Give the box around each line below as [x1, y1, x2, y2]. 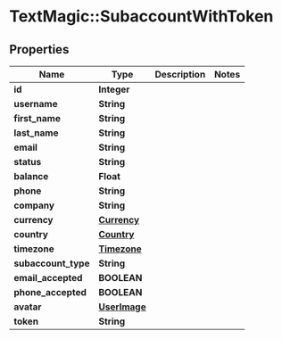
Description [154, 69, 206, 80]
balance [13, 170, 49, 182]
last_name [13, 127, 59, 139]
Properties [9, 42, 70, 57]
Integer [97, 83, 130, 95]
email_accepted [13, 272, 83, 284]
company [13, 199, 55, 211]
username [13, 98, 58, 110]
